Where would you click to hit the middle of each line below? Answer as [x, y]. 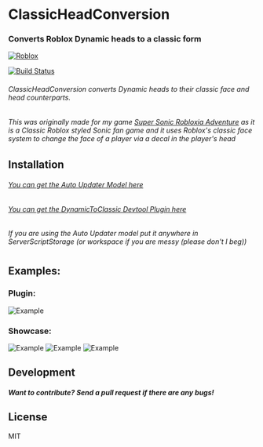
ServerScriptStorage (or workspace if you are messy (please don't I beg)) [128, 242]
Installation [36, 165]
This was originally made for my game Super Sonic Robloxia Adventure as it [131, 122]
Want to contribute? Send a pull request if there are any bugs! [111, 392]
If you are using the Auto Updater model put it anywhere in [103, 234]
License [28, 417]
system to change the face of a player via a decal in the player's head [122, 138]
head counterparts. [39, 98]
